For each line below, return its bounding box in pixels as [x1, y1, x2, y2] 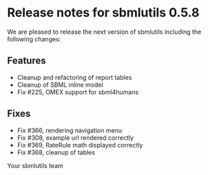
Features [7, 55, 46, 67]
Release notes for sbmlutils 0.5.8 [7, 5, 200, 21]
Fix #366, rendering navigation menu [17, 126, 123, 134]
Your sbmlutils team [7, 161, 63, 169]
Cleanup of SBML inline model [17, 81, 103, 89]
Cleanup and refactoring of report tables [17, 73, 132, 81]
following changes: [7, 34, 61, 43]
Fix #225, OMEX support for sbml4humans [17, 87, 139, 96]
